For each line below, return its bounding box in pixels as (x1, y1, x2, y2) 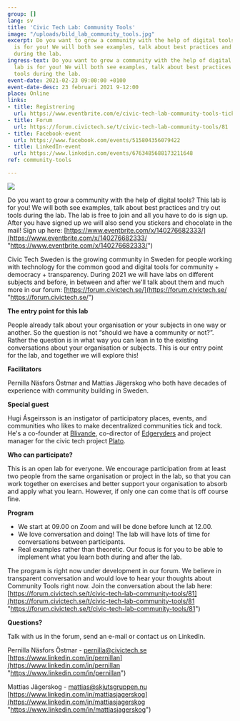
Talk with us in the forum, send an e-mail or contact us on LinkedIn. (7, 632, 206, 640)
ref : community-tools (7, 156, 72, 164)
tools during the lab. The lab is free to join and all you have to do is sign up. (7, 211, 229, 219)
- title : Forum (7, 116, 53, 123)
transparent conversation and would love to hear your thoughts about (7, 574, 212, 583)
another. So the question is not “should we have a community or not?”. (7, 328, 214, 336)
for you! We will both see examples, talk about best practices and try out (7, 203, 221, 211)
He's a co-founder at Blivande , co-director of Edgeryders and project (7, 429, 211, 438)
